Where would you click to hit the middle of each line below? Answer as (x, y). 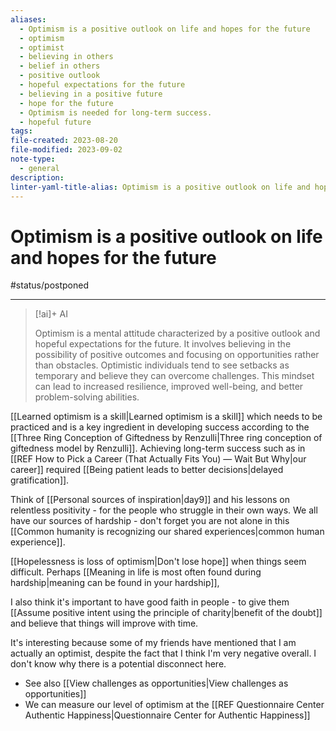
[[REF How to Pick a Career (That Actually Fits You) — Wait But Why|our (158, 459)
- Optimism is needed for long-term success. (116, 112)
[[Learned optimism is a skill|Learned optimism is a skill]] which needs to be (166, 417)
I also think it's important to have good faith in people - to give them (150, 602)
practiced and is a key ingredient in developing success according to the (160, 427)
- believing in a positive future (91, 94)
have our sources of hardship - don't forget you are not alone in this (150, 521)
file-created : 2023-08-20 (64, 141)
